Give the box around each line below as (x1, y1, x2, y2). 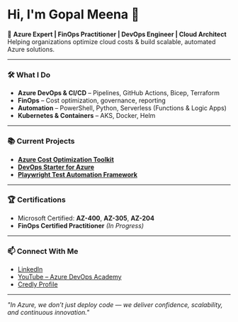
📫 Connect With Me (7, 246, 79, 256)
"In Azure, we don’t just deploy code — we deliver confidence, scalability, (7, 301, 223, 309)
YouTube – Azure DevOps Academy (17, 273, 122, 281)
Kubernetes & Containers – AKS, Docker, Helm (17, 112, 156, 120)
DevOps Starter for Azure (17, 163, 94, 171)
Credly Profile (17, 280, 58, 289)
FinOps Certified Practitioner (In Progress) (17, 221, 144, 230)
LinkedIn (17, 265, 43, 274)
